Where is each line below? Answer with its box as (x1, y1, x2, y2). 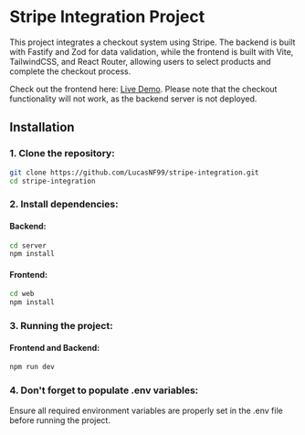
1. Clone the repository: (9, 147, 116, 160)
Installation (9, 120, 75, 135)
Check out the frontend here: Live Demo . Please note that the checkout (9, 83, 278, 94)
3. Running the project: (9, 320, 113, 333)
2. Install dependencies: (9, 198, 119, 211)
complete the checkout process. (9, 66, 131, 77)
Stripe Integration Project (9, 6, 205, 27)
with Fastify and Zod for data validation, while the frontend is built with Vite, (9, 46, 294, 57)
